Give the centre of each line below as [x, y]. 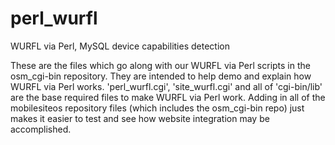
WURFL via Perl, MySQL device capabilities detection [120, 46]
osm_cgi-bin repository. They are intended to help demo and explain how [161, 76]
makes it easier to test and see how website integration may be [140, 118]
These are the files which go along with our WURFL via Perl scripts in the [160, 65]
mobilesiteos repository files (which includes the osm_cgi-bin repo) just [157, 108]
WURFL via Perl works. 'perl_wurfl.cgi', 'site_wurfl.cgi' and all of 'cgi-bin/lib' [166, 86]
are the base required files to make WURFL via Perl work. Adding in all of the [168, 97]
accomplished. [41, 129]
